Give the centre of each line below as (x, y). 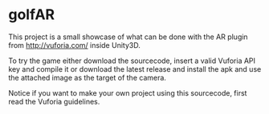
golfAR (31, 15)
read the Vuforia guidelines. (54, 101)
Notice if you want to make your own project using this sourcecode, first (128, 92)
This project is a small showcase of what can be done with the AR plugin (128, 37)
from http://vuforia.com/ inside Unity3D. (74, 45)
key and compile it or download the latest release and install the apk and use (135, 69)
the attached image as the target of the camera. (88, 77)
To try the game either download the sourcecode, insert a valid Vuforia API (132, 61)
